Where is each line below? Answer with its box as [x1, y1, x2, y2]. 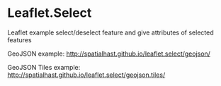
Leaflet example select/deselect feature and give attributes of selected [7, 28, 214, 37]
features [7, 35, 32, 44]
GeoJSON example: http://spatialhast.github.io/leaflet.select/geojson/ [7, 49, 211, 58]
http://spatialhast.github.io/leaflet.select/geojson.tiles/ [7, 70, 166, 79]
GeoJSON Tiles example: [7, 63, 81, 71]
